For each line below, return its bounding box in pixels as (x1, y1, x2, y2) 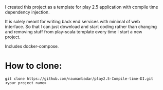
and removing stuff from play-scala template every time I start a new (5, 29, 143, 34)
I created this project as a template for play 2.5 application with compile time (5, 4, 158, 10)
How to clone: (5, 60, 62, 72)
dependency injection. (5, 9, 50, 15)
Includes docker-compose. (5, 44, 59, 49)
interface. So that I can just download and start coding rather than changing (5, 24, 157, 30)
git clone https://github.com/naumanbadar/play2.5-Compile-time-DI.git (5, 76, 153, 81)
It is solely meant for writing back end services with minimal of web (5, 19, 140, 24)
